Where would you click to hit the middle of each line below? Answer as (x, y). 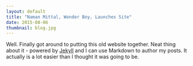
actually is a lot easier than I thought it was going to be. (73, 57)
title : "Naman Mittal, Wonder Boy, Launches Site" (69, 17)
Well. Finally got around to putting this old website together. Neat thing (91, 44)
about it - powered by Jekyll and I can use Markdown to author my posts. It (96, 51)
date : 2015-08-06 (27, 22)
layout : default (26, 11)
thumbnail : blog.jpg (31, 28)
